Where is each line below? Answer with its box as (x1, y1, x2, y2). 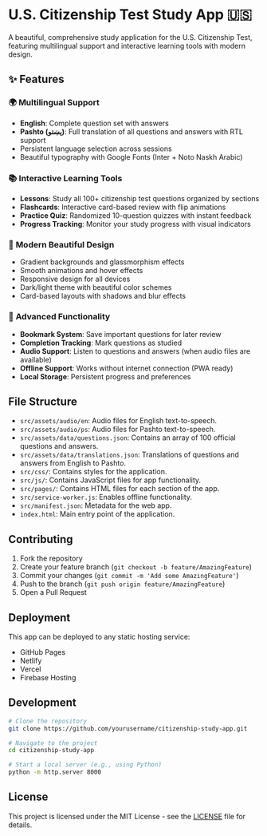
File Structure (8, 394, 77, 408)
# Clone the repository (8, 717, 88, 725)
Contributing (8, 533, 73, 546)
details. (8, 820, 33, 830)
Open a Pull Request (19, 588, 88, 597)
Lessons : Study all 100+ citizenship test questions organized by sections (19, 193, 260, 203)
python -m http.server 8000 (8, 768, 102, 776)
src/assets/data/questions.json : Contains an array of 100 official (19, 433, 237, 442)
